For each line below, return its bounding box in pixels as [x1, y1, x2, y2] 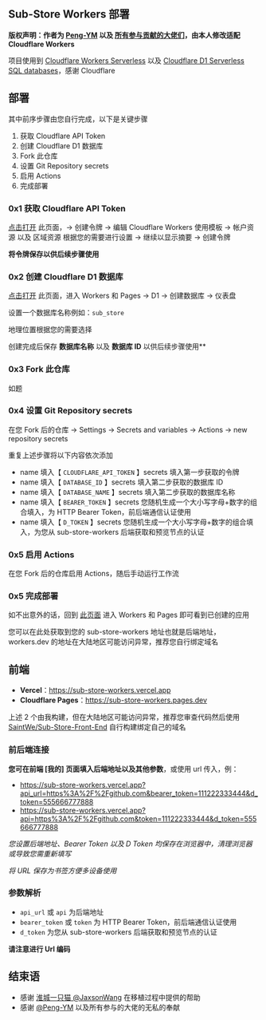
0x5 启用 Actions [8, 549, 75, 560]
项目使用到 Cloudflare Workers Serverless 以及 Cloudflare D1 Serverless [8, 55, 244, 65]
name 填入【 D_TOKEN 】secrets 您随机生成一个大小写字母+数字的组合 [19, 517, 247, 527]
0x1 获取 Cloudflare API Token [8, 203, 126, 214]
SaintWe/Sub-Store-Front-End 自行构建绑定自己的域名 [8, 722, 186, 732]
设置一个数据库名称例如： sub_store [8, 308, 125, 318]
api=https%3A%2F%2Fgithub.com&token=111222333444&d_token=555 [19, 813, 257, 824]
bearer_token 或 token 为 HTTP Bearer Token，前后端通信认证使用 [19, 917, 237, 927]
